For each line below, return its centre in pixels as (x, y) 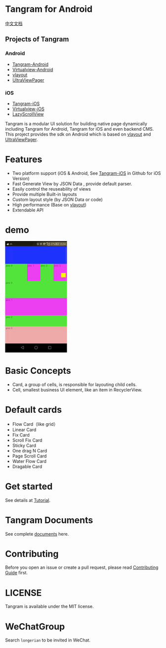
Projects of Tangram (37, 39)
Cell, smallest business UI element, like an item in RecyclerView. (77, 390)
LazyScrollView (28, 114)
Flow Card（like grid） (35, 424)
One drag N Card (30, 450)
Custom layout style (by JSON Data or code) (57, 199)
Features (24, 160)
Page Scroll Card (29, 456)
